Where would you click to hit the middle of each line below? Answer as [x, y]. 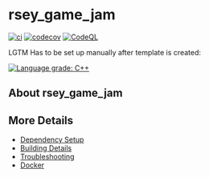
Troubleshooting [47, 157]
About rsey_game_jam [66, 93]
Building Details [46, 148]
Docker [32, 165]
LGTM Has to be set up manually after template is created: [104, 52]
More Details [41, 121]
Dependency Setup [52, 140]
